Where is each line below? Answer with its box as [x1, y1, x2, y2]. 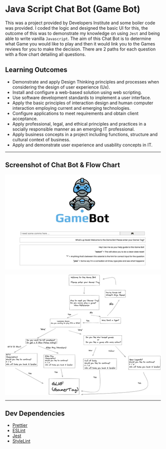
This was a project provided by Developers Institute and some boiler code [5, 20, 156, 26]
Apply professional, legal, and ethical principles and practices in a [12, 121, 147, 127]
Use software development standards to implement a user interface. [12, 94, 152, 100]
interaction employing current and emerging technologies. [12, 105, 131, 111]
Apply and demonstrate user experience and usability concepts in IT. [12, 142, 153, 148]
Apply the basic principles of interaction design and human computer [12, 100, 154, 106]
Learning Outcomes [5, 66, 68, 74]
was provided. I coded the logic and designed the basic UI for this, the [5, 25, 148, 31]
